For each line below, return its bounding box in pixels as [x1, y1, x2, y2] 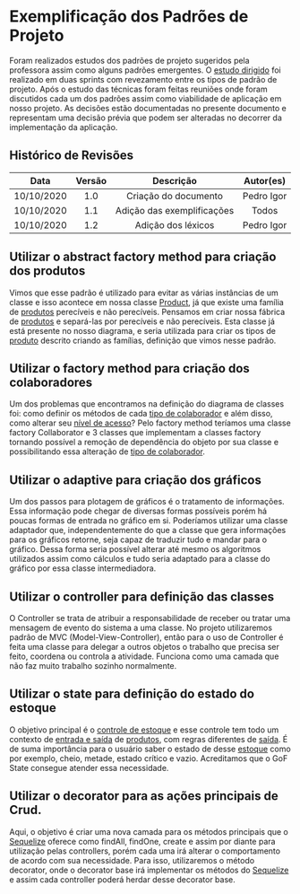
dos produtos [9, 263, 86, 279]
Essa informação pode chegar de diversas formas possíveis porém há [9, 505, 267, 517]
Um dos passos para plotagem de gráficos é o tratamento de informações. [9, 496, 285, 507]
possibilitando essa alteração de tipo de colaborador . [9, 446, 206, 457]
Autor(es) [243, 174, 287, 187]
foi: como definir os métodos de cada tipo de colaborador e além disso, [9, 408, 273, 419]
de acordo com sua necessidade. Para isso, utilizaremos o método [9, 855, 255, 865]
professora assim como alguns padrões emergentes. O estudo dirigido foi [9, 65, 281, 75]
